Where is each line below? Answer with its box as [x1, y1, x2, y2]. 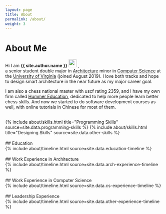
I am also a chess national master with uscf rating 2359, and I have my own [5, 88, 160, 94]
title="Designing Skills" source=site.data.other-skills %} [5, 130, 120, 136]
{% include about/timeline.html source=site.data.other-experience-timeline [5, 199, 160, 205]
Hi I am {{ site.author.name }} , [5, 63, 79, 69]
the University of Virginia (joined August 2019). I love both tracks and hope [5, 73, 159, 79]
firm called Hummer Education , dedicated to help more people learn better [5, 93, 159, 100]
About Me [5, 43, 47, 54]
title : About [5, 12, 32, 17]
